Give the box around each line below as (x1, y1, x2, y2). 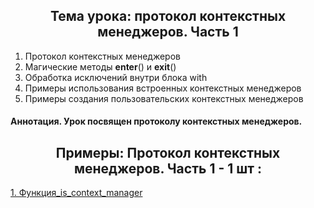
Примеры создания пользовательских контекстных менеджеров (24, 92, 304, 104)
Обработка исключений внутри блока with (24, 71, 208, 83)
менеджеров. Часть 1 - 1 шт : (73, 160, 263, 177)
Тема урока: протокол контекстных (49, 8, 287, 25)
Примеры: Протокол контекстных (55, 144, 281, 161)
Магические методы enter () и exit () (24, 60, 177, 73)
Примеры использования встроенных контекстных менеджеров (24, 82, 302, 94)
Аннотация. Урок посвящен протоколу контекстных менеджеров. (10, 115, 303, 128)
